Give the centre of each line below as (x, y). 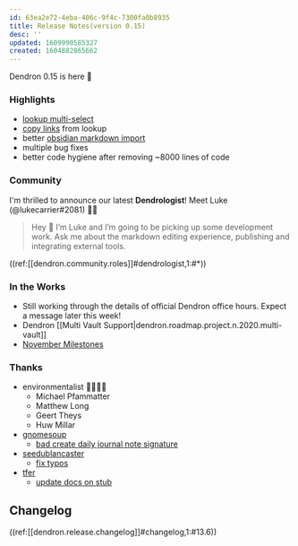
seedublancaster (53, 454)
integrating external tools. (78, 246)
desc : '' (26, 34)
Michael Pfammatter (72, 396)
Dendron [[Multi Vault (62, 325)
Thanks (26, 367)
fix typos (52, 464)
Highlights (32, 100)
